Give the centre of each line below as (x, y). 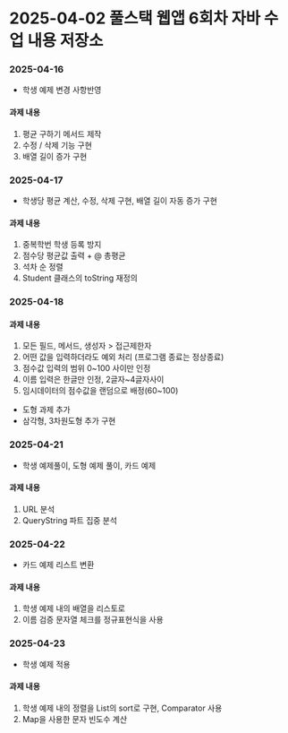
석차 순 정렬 (43, 267)
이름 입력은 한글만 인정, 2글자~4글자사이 (93, 379)
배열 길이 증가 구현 (55, 156)
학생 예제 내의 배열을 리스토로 (73, 608)
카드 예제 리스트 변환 (58, 565)
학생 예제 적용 (46, 664)
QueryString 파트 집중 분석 (70, 520)
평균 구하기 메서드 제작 (62, 134)
